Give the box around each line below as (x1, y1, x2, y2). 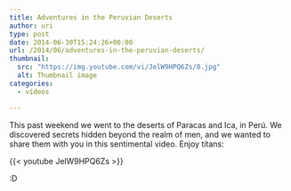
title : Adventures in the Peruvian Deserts (9, 12, 174, 22)
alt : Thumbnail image (17, 71, 98, 80)
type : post (9, 29, 50, 38)
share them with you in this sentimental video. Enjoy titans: (9, 139, 224, 149)
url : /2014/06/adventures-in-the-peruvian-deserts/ (9, 46, 205, 55)
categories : (9, 79, 53, 88)
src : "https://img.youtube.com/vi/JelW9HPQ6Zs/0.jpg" (17, 63, 221, 72)
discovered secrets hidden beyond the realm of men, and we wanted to (9, 129, 271, 139)
